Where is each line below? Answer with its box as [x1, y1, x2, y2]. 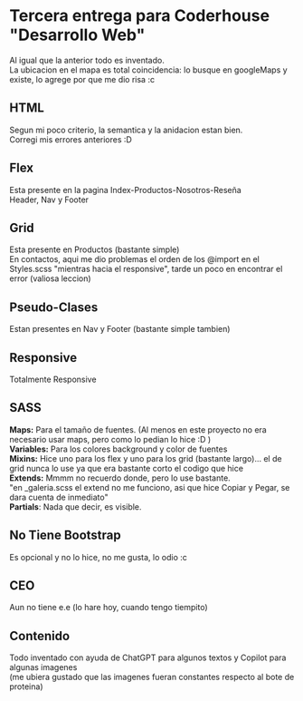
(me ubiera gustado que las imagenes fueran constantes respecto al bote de [9, 672, 295, 683]
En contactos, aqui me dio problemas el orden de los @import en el [9, 254, 260, 265]
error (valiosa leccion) [9, 273, 92, 284]
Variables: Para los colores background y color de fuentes [9, 443, 228, 454]
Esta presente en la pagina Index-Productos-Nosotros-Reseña [9, 184, 241, 195]
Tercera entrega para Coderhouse [9, 5, 270, 26]
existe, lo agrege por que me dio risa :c [9, 73, 156, 84]
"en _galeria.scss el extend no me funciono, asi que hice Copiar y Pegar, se [9, 482, 290, 492]
